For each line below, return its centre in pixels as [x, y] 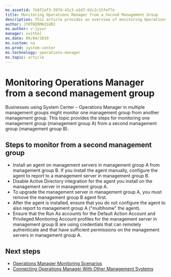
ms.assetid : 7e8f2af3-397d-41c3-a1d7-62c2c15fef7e [60, 10]
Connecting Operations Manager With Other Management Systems [83, 269]
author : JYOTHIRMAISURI [31, 24]
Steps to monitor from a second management [78, 145]
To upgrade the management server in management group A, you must [87, 192]
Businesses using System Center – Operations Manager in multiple [75, 107]
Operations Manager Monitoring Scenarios [57, 263]
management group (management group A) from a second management [81, 124]
